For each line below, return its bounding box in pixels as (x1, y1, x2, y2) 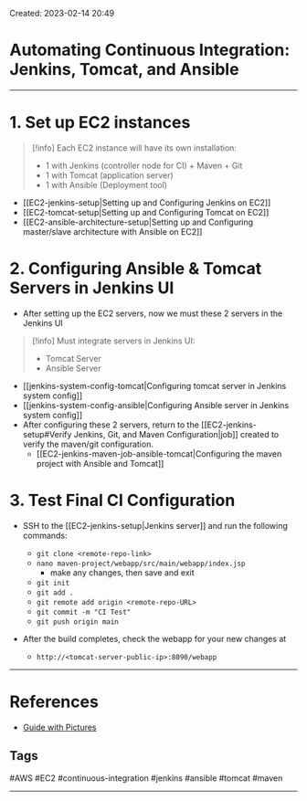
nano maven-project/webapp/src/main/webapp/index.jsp (36, 559, 246, 568)
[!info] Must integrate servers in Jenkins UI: (31, 335, 196, 346)
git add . (36, 588, 75, 597)
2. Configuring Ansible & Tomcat (9, 258, 262, 279)
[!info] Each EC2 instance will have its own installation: (31, 142, 238, 153)
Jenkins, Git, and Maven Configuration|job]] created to (73, 428, 280, 439)
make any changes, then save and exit (49, 566, 195, 578)
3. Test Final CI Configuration (9, 490, 236, 511)
